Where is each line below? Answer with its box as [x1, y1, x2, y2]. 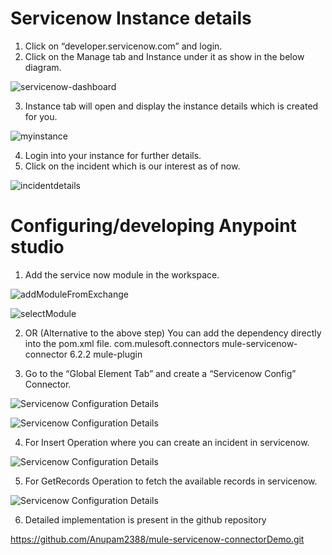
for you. [24, 110, 58, 122]
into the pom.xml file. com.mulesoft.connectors [24, 337, 220, 349]
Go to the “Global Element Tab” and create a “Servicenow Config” [24, 367, 297, 379]
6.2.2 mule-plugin [69, 348, 143, 360]
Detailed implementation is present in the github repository [24, 513, 267, 526]
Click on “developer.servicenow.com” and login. [24, 40, 223, 52]
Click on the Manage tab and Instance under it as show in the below [24, 50, 305, 62]
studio [10, 236, 65, 259]
